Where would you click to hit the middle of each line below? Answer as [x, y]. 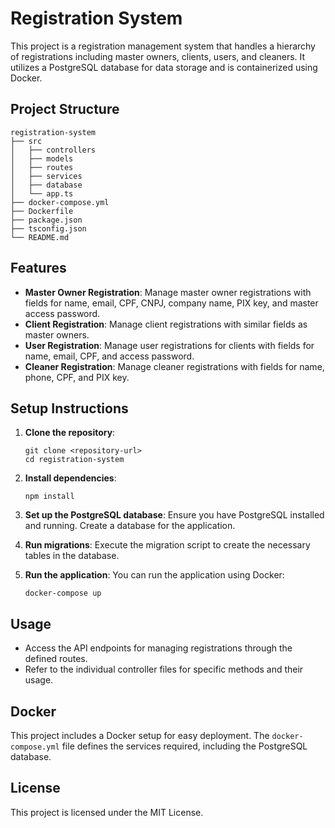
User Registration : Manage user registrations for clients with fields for [169, 345]
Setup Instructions [69, 408]
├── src [26, 141]
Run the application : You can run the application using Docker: [154, 575]
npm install [49, 497]
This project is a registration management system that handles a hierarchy [163, 46]
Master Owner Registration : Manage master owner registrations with [168, 292]
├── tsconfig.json [48, 228]
